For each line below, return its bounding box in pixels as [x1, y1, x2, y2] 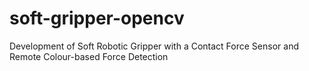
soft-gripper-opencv [9, 7, 185, 30]
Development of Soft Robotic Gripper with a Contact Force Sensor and [9, 40, 299, 52]
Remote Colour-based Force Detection [9, 50, 169, 62]
